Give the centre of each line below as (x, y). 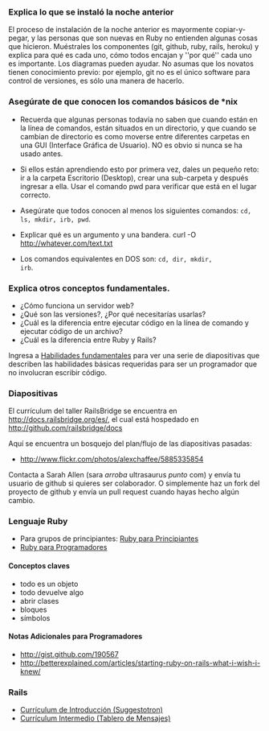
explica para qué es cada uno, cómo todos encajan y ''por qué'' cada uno (130, 56)
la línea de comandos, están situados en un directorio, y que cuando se (138, 128)
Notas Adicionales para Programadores (75, 636)
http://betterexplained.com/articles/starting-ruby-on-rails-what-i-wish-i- (140, 663)
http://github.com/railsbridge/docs (65, 428)
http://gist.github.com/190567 (69, 654)
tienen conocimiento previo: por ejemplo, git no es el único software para (129, 72)
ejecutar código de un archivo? (71, 331)
